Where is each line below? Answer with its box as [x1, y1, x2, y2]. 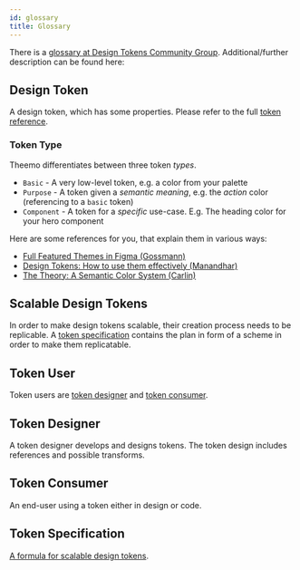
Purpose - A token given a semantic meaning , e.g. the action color [22, 187, 269, 198]
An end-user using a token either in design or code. [9, 499, 202, 510]
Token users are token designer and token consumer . [9, 390, 208, 401]
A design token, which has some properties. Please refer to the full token [9, 106, 282, 118]
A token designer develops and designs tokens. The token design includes [9, 440, 287, 451]
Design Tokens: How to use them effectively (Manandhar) [22, 260, 238, 271]
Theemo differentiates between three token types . [9, 159, 197, 170]
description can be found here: [9, 56, 125, 67]
